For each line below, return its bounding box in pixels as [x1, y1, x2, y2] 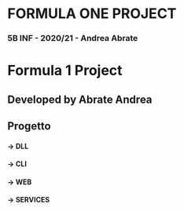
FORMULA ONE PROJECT [7, 5, 177, 23]
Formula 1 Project [7, 62, 123, 79]
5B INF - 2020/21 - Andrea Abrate [7, 33, 138, 44]
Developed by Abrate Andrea [7, 93, 153, 106]
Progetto [7, 119, 52, 133]
